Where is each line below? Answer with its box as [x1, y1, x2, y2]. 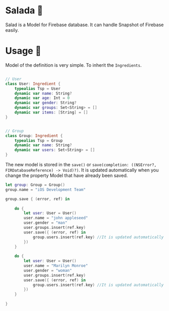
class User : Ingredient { [5, 81, 60, 86]
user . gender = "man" [24, 220, 68, 225]
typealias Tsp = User [14, 86, 60, 91]
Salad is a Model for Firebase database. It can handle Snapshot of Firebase [5, 22, 164, 28]
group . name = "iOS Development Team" [5, 187, 86, 192]
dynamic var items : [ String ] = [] [14, 110, 88, 115]
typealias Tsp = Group [14, 138, 63, 143]
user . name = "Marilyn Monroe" [24, 263, 88, 268]
